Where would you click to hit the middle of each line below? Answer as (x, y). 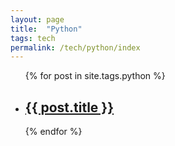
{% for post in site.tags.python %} (95, 76)
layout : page (37, 19)
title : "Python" (46, 29)
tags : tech (33, 38)
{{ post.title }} (69, 107)
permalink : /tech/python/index (75, 47)
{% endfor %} (53, 132)
